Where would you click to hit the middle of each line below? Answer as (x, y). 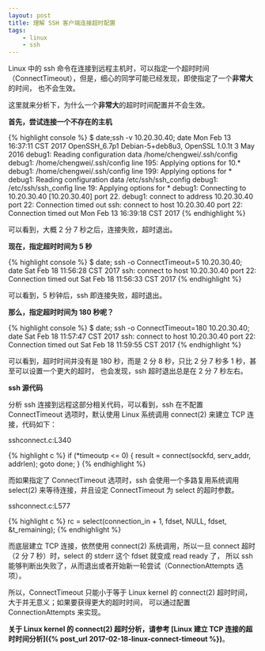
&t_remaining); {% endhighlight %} (65, 530)
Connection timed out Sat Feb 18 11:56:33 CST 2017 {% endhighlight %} (125, 279)
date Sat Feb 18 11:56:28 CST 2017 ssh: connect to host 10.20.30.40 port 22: (132, 271)
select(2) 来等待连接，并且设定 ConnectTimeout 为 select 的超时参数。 (123, 490)
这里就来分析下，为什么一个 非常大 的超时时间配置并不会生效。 (109, 105)
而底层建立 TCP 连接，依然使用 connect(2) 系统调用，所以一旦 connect (124, 546)
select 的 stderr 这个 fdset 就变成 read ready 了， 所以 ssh (158, 556)
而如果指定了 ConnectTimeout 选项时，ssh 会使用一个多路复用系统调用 (124, 480)
